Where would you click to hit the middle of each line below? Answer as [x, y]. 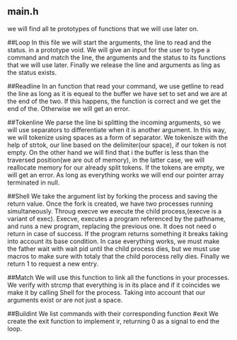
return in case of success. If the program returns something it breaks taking [118, 233]
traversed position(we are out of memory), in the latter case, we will [106, 160]
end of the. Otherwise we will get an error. [69, 108]
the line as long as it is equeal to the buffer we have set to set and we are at [117, 93]
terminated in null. [34, 182]
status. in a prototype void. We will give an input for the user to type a [109, 49]
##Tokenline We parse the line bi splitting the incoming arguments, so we [114, 122]
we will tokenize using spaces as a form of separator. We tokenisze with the [118, 137]
